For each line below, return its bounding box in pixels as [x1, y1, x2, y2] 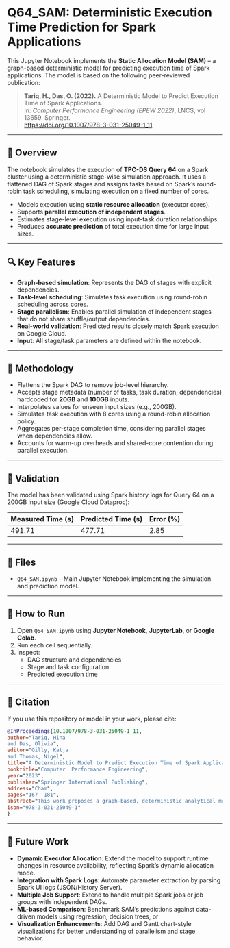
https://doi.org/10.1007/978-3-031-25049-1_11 [23, 121, 153, 129]
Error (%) [149, 514, 180, 524]
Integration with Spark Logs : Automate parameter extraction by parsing [16, 875, 221, 884]
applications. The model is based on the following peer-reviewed [7, 71, 190, 79]
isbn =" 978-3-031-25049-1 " [7, 804, 81, 811]
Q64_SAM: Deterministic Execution [7, 5, 212, 21]
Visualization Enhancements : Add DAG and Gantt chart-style [16, 919, 192, 927]
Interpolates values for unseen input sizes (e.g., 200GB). [16, 403, 177, 411]
